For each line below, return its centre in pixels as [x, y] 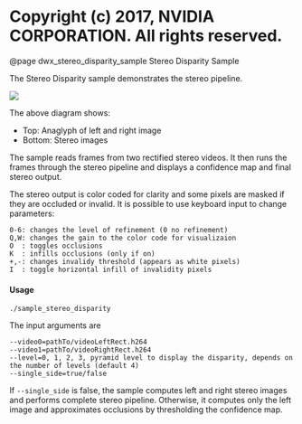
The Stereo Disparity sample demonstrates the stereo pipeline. [126, 78]
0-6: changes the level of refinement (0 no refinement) [119, 230]
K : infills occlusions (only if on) [82, 254]
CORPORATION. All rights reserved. [146, 36]
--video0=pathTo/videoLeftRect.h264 [78, 342]
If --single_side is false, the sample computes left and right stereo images [148, 391]
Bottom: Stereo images [65, 140]
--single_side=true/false [58, 374]
